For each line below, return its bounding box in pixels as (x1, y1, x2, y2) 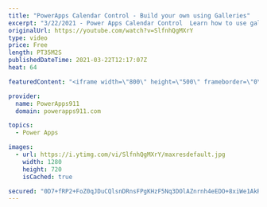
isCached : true (22, 173, 73, 181)
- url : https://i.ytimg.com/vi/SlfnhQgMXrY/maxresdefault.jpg (15, 150, 226, 158)
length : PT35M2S (8, 49, 62, 57)
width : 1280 (22, 158, 62, 166)
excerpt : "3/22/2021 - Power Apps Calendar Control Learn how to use (8, 19, 247, 27)
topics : (8, 121, 34, 130)
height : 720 (22, 165, 62, 174)
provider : (8, 92, 41, 100)
